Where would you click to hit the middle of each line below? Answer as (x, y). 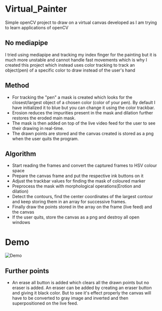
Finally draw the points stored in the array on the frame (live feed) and (82, 207)
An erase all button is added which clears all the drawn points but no (81, 283)
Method (17, 85)
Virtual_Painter (36, 9)
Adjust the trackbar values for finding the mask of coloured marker (79, 181)
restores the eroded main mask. (44, 118)
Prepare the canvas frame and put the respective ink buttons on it (78, 176)
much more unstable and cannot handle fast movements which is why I (76, 60)
